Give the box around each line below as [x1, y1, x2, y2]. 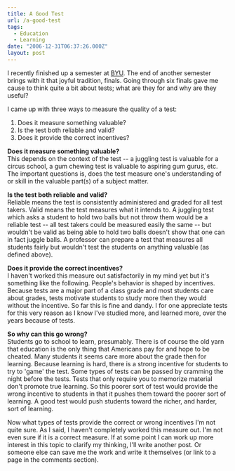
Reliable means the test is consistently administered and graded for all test [7, 198, 223, 206]
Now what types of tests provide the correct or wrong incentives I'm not [7, 418, 216, 426]
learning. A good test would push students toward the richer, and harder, [7, 396, 217, 405]
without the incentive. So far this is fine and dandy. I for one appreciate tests [7, 301, 228, 309]
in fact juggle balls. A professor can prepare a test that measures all [7, 235, 203, 243]
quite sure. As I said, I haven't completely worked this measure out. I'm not [7, 425, 223, 434]
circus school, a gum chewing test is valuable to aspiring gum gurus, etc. [7, 162, 219, 170]
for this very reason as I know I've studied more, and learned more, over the [7, 309, 227, 317]
